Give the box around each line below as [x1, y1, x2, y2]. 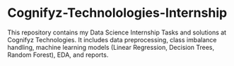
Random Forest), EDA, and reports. [7, 51, 109, 59]
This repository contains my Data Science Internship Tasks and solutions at [7, 28, 227, 37]
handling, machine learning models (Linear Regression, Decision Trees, [7, 43, 215, 51]
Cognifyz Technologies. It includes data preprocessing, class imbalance [7, 35, 217, 44]
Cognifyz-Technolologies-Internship [7, 5, 228, 21]
